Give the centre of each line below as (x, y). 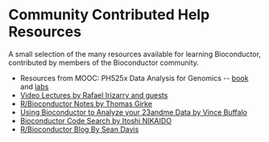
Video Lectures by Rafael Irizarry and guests (94, 95)
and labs (34, 87)
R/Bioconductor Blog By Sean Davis (79, 129)
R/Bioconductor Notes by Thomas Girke (86, 103)
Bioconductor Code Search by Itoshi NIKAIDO (95, 120)
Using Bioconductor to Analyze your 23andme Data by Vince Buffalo (134, 112)
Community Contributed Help (109, 15)
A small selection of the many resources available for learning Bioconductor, (135, 54)
